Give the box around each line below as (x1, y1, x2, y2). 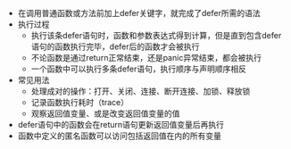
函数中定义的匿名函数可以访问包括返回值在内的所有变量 (17, 130, 221, 141)
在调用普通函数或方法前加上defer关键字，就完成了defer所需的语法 (17, 8, 261, 18)
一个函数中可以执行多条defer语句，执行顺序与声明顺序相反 (30, 63, 247, 74)
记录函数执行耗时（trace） (30, 97, 129, 107)
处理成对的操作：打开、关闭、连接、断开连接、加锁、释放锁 (30, 86, 251, 96)
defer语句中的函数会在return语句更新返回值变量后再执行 (17, 120, 225, 129)
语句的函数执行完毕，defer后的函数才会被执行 (30, 41, 200, 52)
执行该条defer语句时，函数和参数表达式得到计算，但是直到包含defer (30, 30, 282, 40)
